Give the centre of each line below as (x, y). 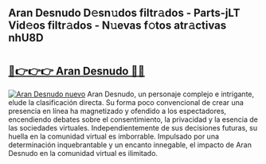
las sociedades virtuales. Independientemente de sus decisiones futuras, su (133, 128)
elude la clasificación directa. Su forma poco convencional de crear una (126, 102)
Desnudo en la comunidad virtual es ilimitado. (83, 153)
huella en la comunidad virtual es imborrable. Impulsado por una (114, 136)
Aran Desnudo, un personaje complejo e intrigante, (171, 94)
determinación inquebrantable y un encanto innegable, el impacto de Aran (130, 145)
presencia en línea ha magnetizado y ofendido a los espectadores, (117, 111)
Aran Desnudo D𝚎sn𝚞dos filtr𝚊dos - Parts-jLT (124, 13)
